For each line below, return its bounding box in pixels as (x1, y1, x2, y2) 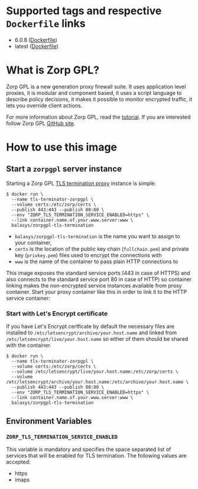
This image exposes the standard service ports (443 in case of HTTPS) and (6, 269, 190, 276)
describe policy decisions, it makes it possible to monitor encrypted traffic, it (6, 95, 193, 103)
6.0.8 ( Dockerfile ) (14, 36, 58, 43)
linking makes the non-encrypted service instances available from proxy (6, 282, 182, 289)
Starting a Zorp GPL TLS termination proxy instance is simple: (6, 180, 157, 187)
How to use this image (6, 140, 117, 154)
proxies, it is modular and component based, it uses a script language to (6, 89, 182, 96)
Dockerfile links (6, 17, 86, 30)
